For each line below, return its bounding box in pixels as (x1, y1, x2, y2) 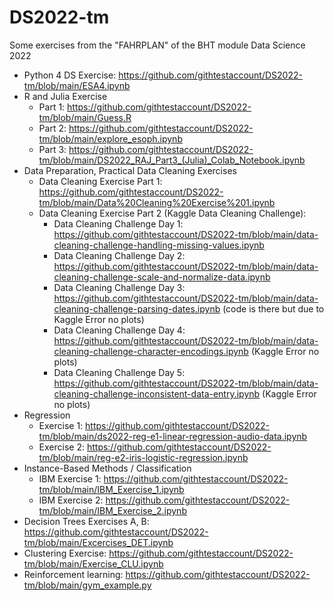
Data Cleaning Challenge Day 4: (53, 324, 186, 336)
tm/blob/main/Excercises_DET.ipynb (23, 536, 174, 548)
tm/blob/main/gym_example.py (23, 579, 152, 591)
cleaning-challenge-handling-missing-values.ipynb (53, 239, 265, 251)
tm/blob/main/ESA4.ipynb (23, 79, 131, 91)
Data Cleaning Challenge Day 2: (53, 249, 186, 261)
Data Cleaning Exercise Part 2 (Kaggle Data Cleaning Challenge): (38, 207, 307, 219)
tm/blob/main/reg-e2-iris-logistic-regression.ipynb (38, 451, 249, 463)
